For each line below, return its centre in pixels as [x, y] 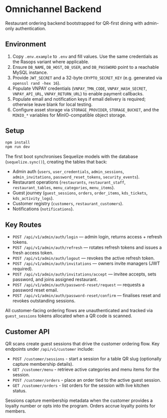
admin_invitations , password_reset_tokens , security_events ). [76, 177]
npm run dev [18, 147]
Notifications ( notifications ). [43, 209]
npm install [18, 142]
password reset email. [35, 290]
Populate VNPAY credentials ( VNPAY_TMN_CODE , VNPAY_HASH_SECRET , [79, 88]
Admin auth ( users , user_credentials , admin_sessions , [68, 172]
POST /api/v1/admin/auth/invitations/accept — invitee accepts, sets [84, 274]
